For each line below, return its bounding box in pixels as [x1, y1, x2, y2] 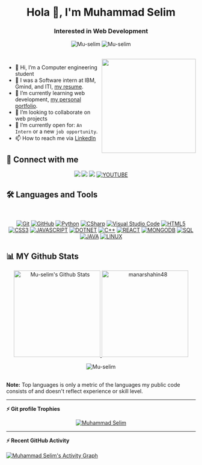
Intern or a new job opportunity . [14, 128, 98, 135]
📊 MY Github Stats [6, 251, 79, 261]
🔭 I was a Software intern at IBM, [14, 76, 96, 84]
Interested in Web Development [54, 27, 148, 36]
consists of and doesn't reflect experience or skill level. [6, 387, 143, 395]
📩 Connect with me [6, 154, 79, 164]
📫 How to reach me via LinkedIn [14, 135, 96, 142]
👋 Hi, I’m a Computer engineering [14, 64, 98, 71]
